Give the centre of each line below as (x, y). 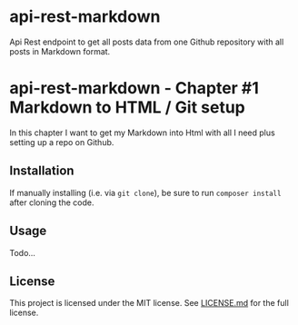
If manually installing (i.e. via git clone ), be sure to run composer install (145, 192)
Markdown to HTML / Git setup (127, 108)
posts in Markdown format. (60, 51)
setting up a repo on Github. (62, 142)
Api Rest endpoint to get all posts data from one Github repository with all (147, 42)
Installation (42, 171)
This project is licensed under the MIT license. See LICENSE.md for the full (149, 303)
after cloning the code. (52, 202)
